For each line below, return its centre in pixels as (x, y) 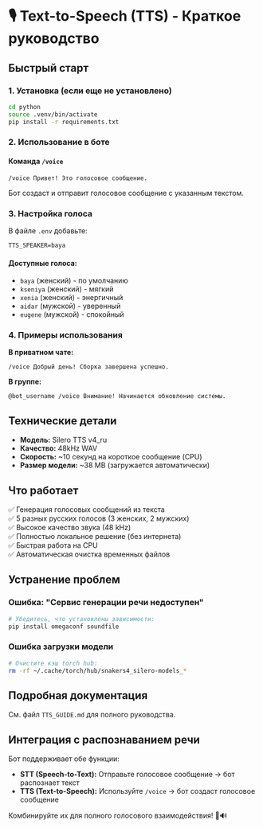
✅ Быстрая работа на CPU (53, 545)
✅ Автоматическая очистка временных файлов (89, 554)
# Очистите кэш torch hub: (53, 663)
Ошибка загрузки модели (61, 646)
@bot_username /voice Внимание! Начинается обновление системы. (117, 396)
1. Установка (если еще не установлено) (90, 91)
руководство (54, 39)
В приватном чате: (41, 353)
